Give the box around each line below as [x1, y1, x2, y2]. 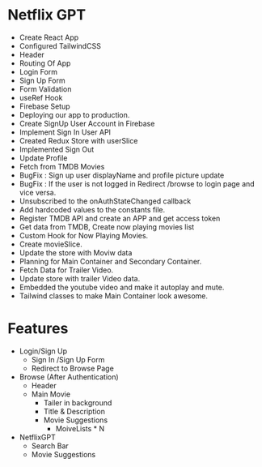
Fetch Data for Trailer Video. [19, 265, 114, 275]
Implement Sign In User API [19, 127, 111, 137]
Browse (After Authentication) [19, 371, 119, 382]
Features [7, 319, 69, 338]
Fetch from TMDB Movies [19, 161, 105, 171]
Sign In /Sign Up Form [31, 354, 105, 364]
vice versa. [19, 187, 57, 197]
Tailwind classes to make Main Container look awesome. [19, 290, 208, 301]
